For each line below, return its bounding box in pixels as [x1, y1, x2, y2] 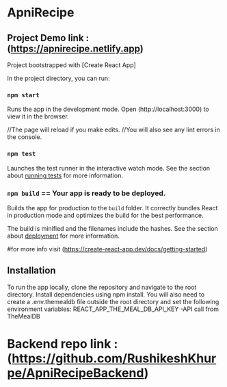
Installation [7, 265, 56, 277]
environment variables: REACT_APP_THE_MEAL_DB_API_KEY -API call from [7, 305, 219, 313]
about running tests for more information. [7, 171, 123, 179]
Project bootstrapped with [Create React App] [7, 61, 137, 69]
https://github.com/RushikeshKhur [12, 351, 217, 366]
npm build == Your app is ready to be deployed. [7, 188, 166, 198]
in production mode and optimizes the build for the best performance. [7, 211, 204, 219]
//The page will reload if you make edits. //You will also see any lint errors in [7, 125, 221, 134]
